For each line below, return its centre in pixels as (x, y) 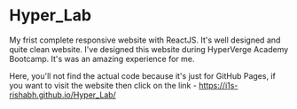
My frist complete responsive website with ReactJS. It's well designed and (145, 40)
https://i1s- (219, 85)
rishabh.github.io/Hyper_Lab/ (63, 95)
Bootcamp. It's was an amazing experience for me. (102, 58)
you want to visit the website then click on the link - (103, 85)
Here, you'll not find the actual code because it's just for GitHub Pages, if (143, 75)
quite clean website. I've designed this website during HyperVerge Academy (149, 49)
